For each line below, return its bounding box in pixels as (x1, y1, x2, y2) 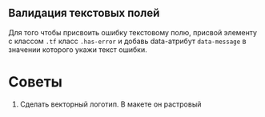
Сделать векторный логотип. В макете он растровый (19, 99, 202, 109)
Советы (8, 73, 62, 91)
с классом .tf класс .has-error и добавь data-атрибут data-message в (8, 36, 247, 46)
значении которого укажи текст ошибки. (8, 44, 147, 54)
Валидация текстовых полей (8, 6, 160, 20)
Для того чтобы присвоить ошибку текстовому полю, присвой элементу (8, 27, 258, 37)
